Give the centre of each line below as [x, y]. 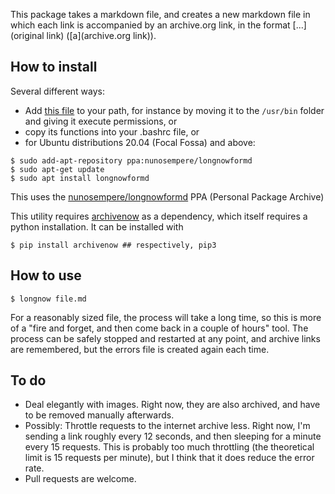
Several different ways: [58, 91]
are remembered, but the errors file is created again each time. [140, 349]
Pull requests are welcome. [80, 479]
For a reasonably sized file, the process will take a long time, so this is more [166, 317]
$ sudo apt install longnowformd [80, 178]
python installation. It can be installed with [97, 226]
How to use [46, 275]
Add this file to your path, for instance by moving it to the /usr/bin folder [174, 110]
